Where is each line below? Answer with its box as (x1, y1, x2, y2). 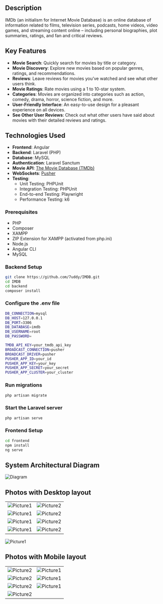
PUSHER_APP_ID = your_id (5, 356, 52, 361)
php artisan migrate (5, 393, 48, 398)
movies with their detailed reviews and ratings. (12, 117, 107, 123)
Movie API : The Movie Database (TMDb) (12, 165, 95, 171)
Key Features (5, 47, 47, 55)
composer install (5, 288, 41, 293)
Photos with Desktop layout (5, 488, 91, 497)
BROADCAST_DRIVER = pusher (5, 352, 56, 357)
